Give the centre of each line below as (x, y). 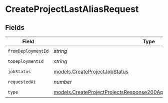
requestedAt (22, 82)
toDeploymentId (26, 61)
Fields (15, 28)
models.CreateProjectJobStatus (91, 72)
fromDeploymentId (28, 51)
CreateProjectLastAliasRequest (72, 9)
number (62, 82)
